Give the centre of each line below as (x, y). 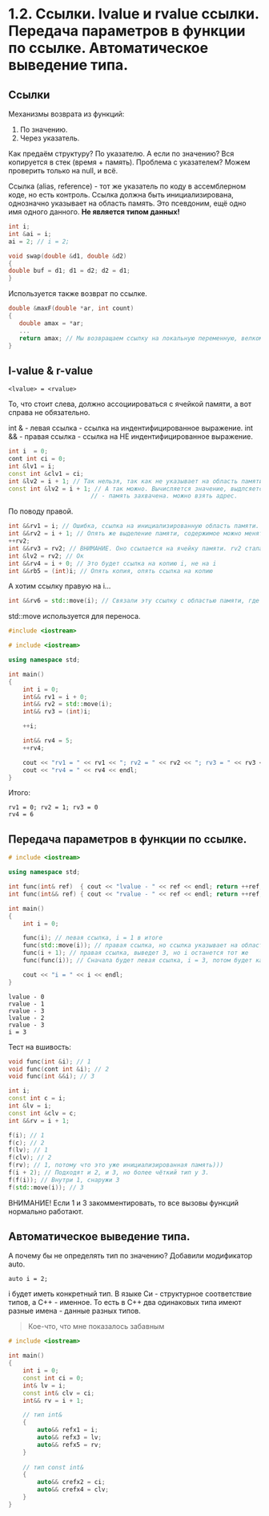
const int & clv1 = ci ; (46, 473)
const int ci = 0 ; (53, 1378)
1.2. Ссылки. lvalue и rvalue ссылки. (134, 14)
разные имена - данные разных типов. (75, 1311)
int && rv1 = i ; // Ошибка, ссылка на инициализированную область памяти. (134, 526)
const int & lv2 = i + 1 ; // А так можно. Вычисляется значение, (118, 489)
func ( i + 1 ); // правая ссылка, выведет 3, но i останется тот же (136, 953)
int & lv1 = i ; (32, 466)
